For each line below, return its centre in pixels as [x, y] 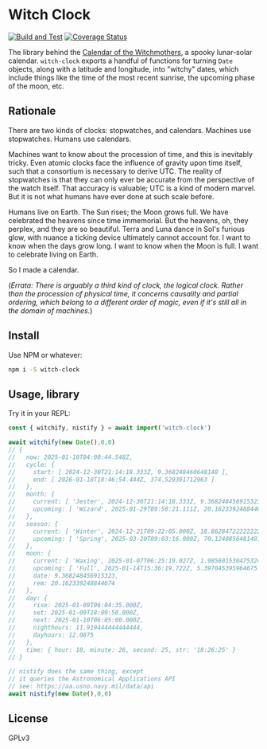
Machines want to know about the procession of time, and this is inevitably [130, 154]
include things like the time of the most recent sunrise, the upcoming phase [132, 77]
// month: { [32, 494]
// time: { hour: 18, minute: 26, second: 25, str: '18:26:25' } [122, 650]
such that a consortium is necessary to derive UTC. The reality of [115, 171]
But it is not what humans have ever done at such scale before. [111, 196]
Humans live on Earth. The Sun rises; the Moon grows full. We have [118, 212]
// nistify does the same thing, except [76, 672]
